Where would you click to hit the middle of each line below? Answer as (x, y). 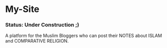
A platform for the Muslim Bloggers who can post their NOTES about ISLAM (84, 35)
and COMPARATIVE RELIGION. (37, 41)
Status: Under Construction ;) (42, 25)
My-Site (22, 9)
